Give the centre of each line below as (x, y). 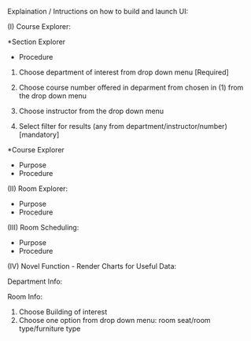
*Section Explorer (37, 42)
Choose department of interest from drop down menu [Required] (124, 72)
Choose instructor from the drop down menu (91, 111)
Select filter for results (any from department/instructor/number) (123, 126)
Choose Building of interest (63, 312)
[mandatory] (39, 134)
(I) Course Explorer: (39, 26)
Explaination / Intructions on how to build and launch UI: (98, 11)
